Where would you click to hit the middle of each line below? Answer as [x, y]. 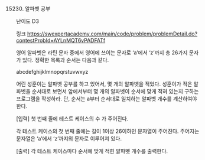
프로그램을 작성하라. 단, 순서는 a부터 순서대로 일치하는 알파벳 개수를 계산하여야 [107, 99]
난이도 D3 [28, 21]
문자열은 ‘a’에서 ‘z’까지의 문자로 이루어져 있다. [69, 138]
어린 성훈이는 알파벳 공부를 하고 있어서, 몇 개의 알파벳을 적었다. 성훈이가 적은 [104, 84]
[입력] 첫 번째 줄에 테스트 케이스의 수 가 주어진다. [72, 119]
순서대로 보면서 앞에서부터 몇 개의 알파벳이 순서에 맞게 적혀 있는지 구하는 [115, 91]
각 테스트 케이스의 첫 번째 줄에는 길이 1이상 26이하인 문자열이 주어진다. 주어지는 [108, 131]
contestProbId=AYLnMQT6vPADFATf [61, 40]
